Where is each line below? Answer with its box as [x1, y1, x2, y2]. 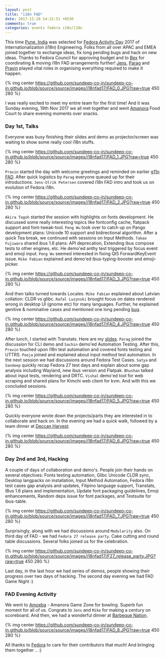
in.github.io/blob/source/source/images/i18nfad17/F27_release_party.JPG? [5, 553, 156, 559]
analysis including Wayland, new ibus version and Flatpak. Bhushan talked [5, 368, 154, 374]
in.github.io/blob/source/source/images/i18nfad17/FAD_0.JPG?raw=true [5, 85, 150, 91]
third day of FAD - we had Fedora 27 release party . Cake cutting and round [5, 533, 159, 539]
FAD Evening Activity [5, 590, 57, 597]
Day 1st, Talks [5, 123, 39, 130]
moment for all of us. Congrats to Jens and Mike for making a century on [5, 607, 151, 613]
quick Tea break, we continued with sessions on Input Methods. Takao [5, 235, 147, 241]
